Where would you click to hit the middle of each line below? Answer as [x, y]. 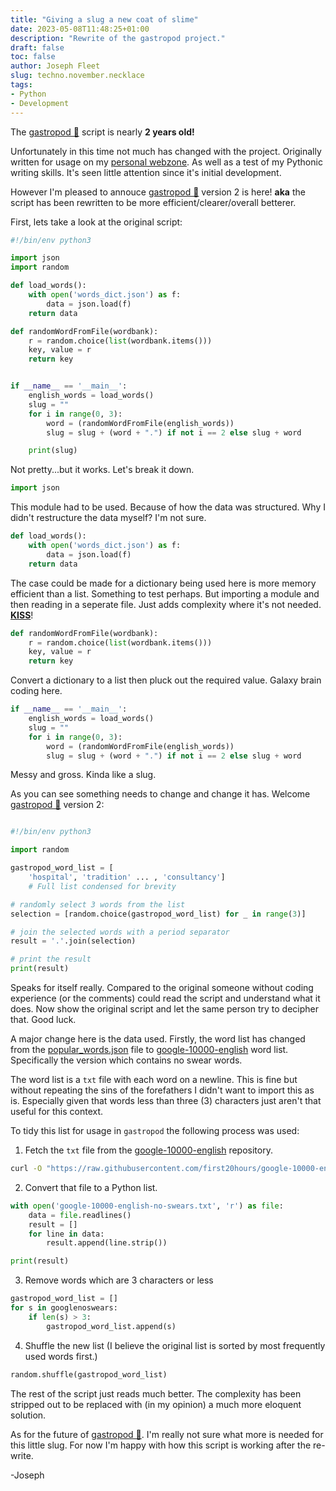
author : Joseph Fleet [55, 66]
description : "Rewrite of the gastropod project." [118, 38]
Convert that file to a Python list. [91, 1187]
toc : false [33, 57]
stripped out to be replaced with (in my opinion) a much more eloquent [156, 1404]
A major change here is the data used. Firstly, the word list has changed [158, 1039]
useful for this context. [57, 1111]
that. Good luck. [43, 1019]
